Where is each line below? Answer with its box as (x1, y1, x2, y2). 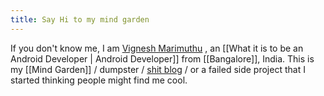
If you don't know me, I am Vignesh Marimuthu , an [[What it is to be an (10, 42, 304, 54)
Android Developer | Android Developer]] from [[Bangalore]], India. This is (10, 52, 315, 65)
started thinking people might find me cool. (10, 74, 188, 86)
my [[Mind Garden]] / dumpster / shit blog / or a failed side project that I (10, 63, 306, 75)
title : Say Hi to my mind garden (10, 14, 150, 25)
